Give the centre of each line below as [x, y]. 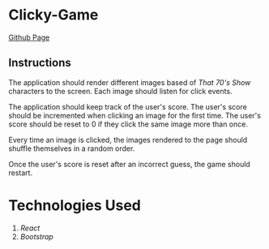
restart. [21, 173]
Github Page [29, 37]
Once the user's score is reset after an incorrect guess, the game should [130, 164]
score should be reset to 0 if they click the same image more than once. [128, 124]
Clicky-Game [53, 15]
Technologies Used [75, 205]
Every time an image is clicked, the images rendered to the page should [128, 140]
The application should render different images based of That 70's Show [130, 82]
